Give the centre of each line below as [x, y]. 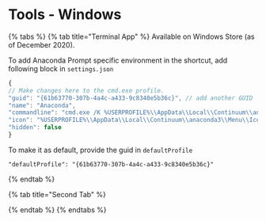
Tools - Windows [65, 15]
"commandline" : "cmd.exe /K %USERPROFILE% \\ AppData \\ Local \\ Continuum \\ [131, 112]
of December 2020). [42, 44]
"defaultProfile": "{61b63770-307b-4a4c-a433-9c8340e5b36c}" [111, 164]
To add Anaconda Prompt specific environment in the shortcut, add [118, 60]
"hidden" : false [35, 128]
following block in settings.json [61, 68]
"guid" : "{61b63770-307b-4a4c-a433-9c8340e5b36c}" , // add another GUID [131, 98]
